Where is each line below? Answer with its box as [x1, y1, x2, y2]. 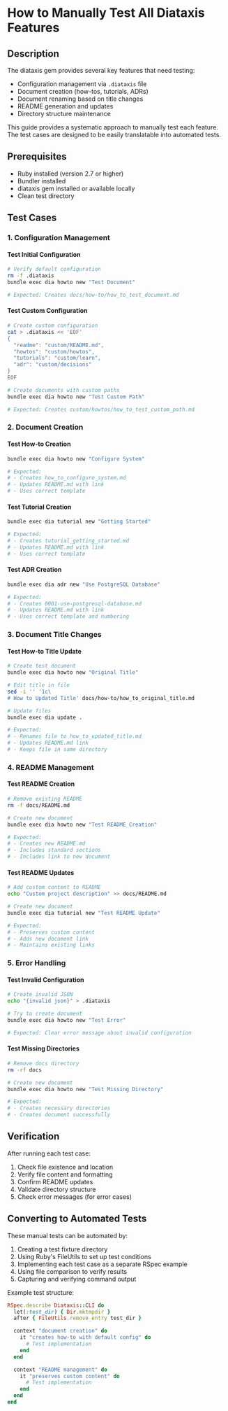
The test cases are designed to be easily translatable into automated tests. [7, 131, 222, 139]
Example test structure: [7, 1288, 75, 1296]
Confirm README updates [17, 1177, 93, 1186]
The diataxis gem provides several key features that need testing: [7, 66, 195, 74]
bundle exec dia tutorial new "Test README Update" [7, 909, 160, 916]
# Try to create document [7, 1010, 82, 1018]
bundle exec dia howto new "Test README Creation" [7, 821, 158, 828]
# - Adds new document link [7, 935, 89, 942]
